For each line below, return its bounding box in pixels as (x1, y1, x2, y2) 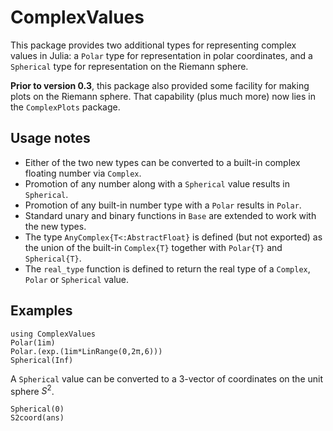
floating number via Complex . (24, 167, 142, 179)
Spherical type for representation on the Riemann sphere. (10, 60, 249, 72)
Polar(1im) (10, 337, 56, 348)
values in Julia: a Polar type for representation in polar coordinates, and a (10, 49, 313, 61)
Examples (10, 302, 73, 320)
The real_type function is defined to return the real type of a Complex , (24, 262, 311, 275)
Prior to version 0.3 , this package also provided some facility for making (10, 79, 310, 91)
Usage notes (10, 130, 91, 147)
